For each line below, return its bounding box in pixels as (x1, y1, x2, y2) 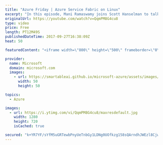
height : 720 (14, 119, 38, 124)
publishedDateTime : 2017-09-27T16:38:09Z (5, 35, 90, 39)
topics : (5, 92, 21, 97)
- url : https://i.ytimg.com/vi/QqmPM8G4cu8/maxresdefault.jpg (9, 110, 138, 115)
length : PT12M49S (5, 30, 40, 35)
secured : (5, 132, 23, 137)
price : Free (5, 25, 29, 30)
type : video (5, 20, 29, 26)
